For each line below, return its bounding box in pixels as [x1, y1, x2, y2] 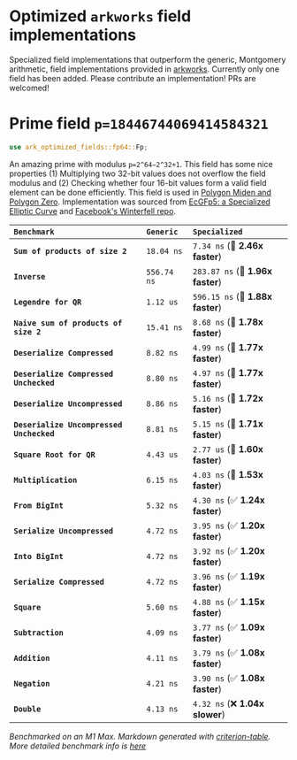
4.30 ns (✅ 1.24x [193, 494, 265, 506]
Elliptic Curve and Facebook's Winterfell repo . [9, 205, 177, 216]
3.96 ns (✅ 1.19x [193, 570, 265, 582]
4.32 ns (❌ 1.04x [193, 697, 265, 710]
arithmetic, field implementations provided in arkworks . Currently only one [9, 64, 280, 74]
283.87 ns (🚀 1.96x [193, 265, 272, 277]
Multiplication [13, 475, 78, 485]
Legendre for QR [13, 296, 82, 307]
